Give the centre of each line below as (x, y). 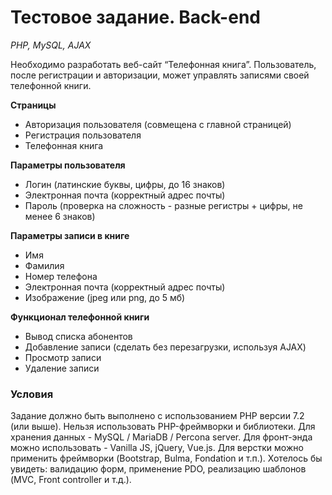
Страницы (33, 105)
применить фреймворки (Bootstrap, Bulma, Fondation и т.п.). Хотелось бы (166, 458)
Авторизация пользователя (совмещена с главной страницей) (158, 124)
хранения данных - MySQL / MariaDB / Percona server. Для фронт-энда (161, 437)
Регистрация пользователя (83, 135)
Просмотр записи (63, 357)
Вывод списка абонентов (78, 336)
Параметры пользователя (68, 165)
